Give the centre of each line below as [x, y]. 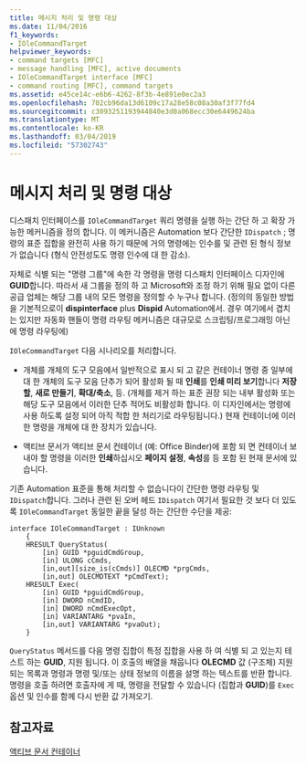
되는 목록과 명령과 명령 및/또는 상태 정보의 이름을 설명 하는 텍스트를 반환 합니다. [151, 673]
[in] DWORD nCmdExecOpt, [90, 608]
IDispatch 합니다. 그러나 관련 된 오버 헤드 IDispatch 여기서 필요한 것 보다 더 [145, 499]
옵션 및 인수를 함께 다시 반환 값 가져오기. [81, 696]
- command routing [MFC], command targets [91, 86]
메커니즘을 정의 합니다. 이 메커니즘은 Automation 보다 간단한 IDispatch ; [156, 231]
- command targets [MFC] [57, 60]
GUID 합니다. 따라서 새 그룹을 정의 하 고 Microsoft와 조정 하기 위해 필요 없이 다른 [153, 285]
